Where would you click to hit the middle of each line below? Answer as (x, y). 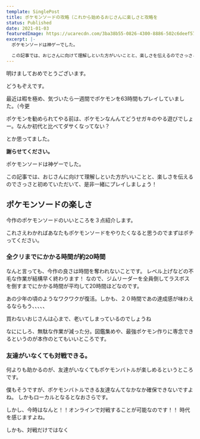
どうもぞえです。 (27, 86)
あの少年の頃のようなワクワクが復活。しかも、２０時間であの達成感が (92, 299)
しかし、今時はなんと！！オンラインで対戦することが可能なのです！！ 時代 (98, 410)
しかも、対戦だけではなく (37, 430)
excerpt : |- (21, 39)
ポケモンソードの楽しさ (49, 205)
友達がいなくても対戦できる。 (49, 356)
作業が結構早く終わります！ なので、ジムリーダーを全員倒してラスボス (103, 278)
